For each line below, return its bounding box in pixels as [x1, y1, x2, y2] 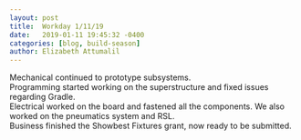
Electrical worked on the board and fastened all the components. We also [9, 101, 285, 112]
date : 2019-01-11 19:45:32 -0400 [9, 30, 145, 39]
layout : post [9, 13, 59, 23]
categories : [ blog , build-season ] [9, 38, 141, 48]
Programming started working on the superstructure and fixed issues [9, 82, 269, 93]
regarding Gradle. [9, 92, 76, 103]
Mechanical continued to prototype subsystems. [9, 72, 192, 83]
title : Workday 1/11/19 [9, 22, 104, 31]
